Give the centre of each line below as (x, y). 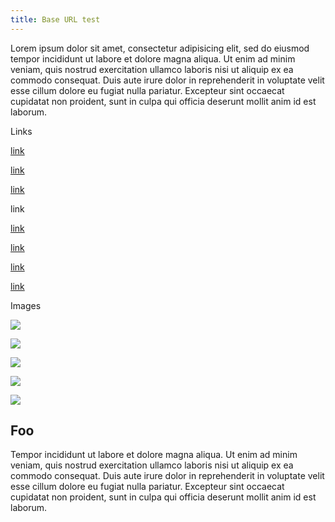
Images (26, 305)
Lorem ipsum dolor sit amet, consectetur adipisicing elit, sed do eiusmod (160, 48)
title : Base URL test (55, 19)
